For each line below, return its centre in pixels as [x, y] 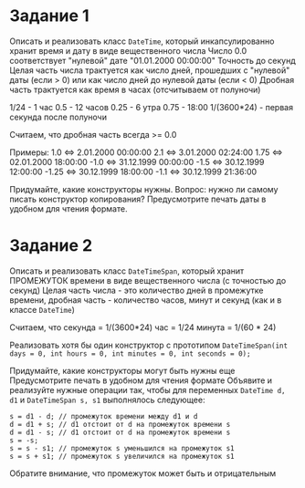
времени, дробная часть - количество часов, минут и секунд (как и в [146, 300]
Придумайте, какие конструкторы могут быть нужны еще [122, 370]
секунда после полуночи [58, 117]
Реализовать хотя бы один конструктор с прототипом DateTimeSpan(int [149, 345]
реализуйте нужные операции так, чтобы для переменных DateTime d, [147, 389]
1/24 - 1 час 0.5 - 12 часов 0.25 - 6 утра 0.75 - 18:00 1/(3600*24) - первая [152, 107]
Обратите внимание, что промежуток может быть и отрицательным [143, 473]
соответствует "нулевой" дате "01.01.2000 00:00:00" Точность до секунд [152, 60]
